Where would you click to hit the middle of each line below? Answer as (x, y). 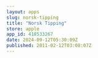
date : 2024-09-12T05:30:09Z (42, 40)
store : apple (23, 29)
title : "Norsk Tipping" (37, 23)
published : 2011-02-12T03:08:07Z (49, 46)
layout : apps (23, 12)
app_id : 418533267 (30, 34)
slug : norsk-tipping (33, 18)
